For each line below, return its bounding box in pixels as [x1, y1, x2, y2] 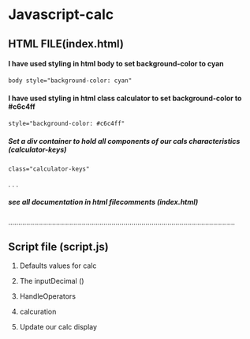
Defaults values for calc [19, 261, 97, 270]
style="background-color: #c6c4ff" [8, 119, 125, 127]
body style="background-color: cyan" [8, 77, 132, 85]
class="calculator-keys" [8, 164, 90, 173]
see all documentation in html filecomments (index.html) [8, 198, 199, 207]
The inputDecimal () [19, 277, 84, 286]
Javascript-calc [8, 6, 114, 24]
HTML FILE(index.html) [8, 37, 125, 51]
